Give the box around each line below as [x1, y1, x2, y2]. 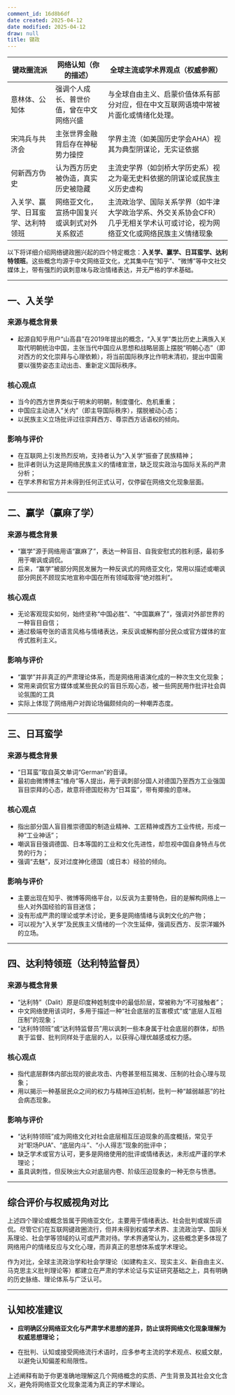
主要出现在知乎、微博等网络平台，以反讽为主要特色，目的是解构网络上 [17, 894, 220, 902]
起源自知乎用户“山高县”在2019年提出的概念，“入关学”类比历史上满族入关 [17, 335, 227, 343]
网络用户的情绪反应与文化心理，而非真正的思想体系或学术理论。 [7, 1243, 191, 1251]
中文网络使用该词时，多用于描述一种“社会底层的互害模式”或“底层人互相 [17, 1006, 222, 1015]
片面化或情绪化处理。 [108, 110, 178, 120]
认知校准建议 [7, 1304, 63, 1316]
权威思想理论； [17, 1333, 61, 1341]
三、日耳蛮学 [7, 728, 63, 740]
